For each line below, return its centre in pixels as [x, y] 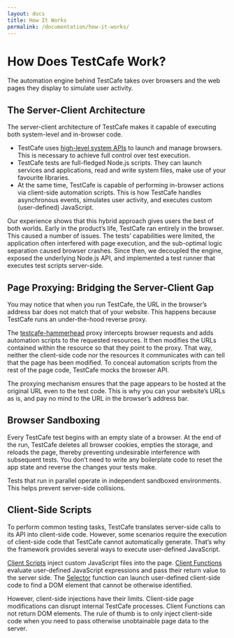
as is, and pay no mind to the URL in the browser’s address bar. [98, 398]
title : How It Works [37, 20]
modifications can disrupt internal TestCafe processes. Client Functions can [116, 606]
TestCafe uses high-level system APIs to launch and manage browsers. [120, 148]
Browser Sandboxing [54, 420]
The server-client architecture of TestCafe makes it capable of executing [112, 127]
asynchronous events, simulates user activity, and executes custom [115, 200]
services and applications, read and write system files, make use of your [122, 170]
